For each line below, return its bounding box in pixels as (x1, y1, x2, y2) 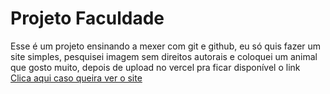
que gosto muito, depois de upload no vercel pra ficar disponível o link (10, 61, 301, 73)
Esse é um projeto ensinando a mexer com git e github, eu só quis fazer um (10, 40, 322, 52)
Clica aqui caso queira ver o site (10, 72, 143, 84)
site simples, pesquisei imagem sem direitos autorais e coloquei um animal (10, 50, 318, 62)
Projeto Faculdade (10, 7, 165, 30)
